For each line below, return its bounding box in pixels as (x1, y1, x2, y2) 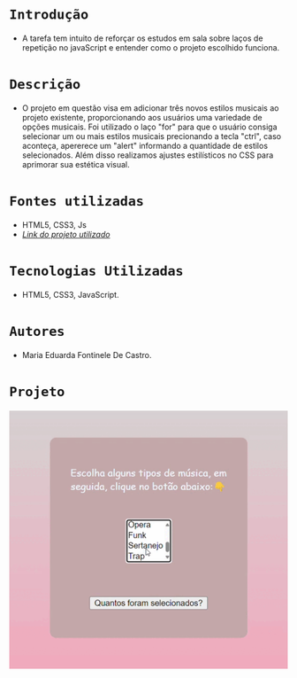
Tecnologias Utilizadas (9, 263, 184, 279)
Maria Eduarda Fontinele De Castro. (21, 349, 152, 360)
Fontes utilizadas (9, 193, 144, 210)
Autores (9, 323, 65, 339)
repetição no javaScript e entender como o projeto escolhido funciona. (21, 42, 280, 52)
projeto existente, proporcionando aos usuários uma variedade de (21, 112, 263, 122)
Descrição (9, 76, 81, 93)
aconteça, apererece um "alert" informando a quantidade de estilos (21, 140, 268, 151)
